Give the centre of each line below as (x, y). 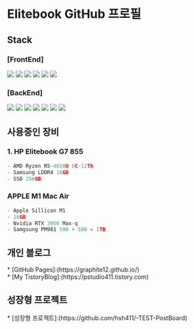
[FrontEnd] (25, 59)
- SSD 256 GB (24, 179)
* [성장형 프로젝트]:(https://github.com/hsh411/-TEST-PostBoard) (97, 318)
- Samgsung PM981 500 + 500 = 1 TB (57, 230)
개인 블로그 (29, 253)
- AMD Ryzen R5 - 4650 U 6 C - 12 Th (50, 166)
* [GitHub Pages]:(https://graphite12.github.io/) (73, 270)
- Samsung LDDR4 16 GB (38, 172)
